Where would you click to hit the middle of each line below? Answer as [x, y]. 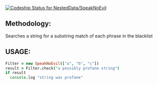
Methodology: [28, 24]
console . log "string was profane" [46, 78]
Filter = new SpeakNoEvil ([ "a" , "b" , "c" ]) [52, 63]
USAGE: [18, 52]
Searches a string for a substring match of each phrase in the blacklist [79, 36]
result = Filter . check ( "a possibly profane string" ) [62, 68]
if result [16, 73]
